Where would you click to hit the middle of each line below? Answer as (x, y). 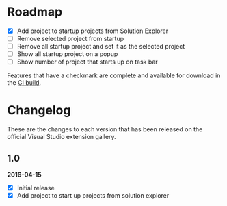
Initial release (36, 188)
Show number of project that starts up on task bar (88, 62)
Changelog (39, 111)
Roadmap (35, 12)
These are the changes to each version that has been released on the (105, 129)
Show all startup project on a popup (67, 54)
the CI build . (24, 83)
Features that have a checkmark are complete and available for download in (114, 75)
